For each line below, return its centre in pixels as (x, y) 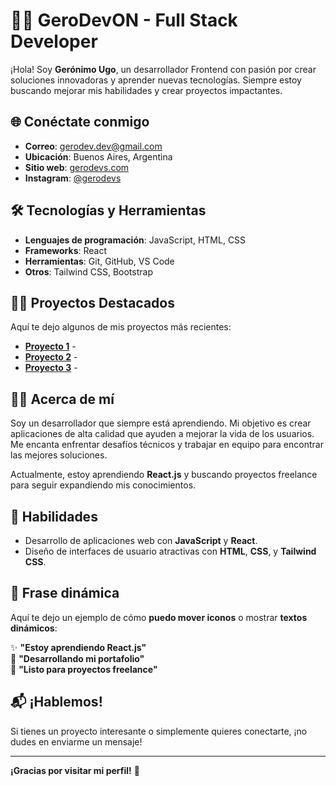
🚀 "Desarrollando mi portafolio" (77, 658)
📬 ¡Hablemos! (56, 702)
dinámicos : (34, 628)
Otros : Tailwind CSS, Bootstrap (88, 271)
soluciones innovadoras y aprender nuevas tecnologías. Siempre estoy (156, 80)
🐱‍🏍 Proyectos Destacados (92, 302)
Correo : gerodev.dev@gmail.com (93, 146)
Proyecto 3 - (51, 368)
